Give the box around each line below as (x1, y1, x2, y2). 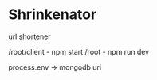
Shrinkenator (8, 6, 97, 24)
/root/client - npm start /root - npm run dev (8, 47, 150, 56)
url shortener (8, 32, 51, 41)
